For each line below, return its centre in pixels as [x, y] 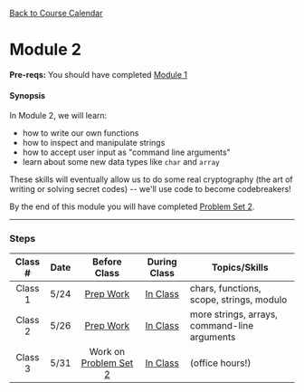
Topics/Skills [240, 268]
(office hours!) [220, 363]
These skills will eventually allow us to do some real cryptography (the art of [151, 179]
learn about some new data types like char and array [121, 162]
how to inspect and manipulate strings [94, 143]
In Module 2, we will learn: [58, 116]
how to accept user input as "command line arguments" [126, 152]
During [162, 262]
